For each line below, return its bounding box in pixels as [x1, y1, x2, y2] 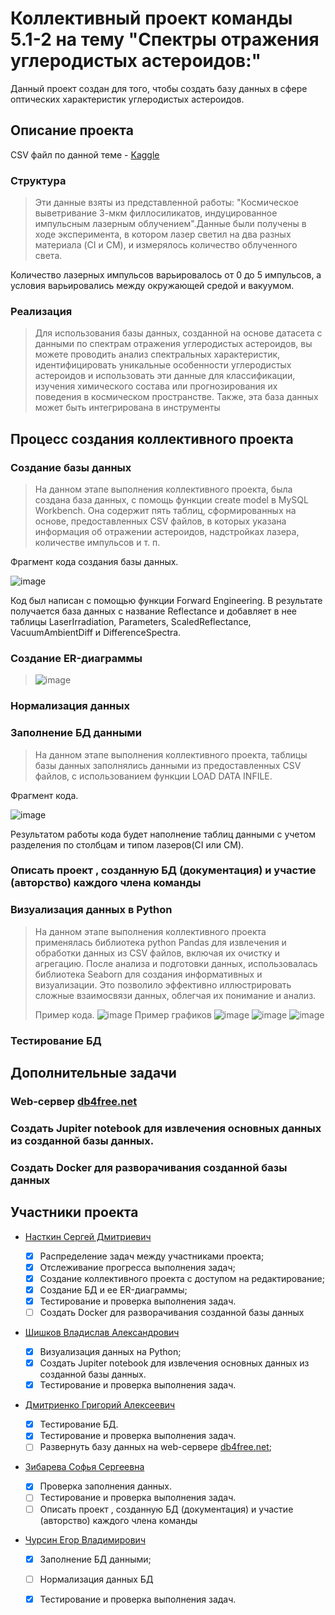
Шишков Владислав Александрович [24, 1327, 180, 1339]
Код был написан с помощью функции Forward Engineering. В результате [10, 595, 323, 607]
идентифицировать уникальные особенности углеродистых [34, 359, 292, 371]
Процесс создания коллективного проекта [10, 430, 294, 447]
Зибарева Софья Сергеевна [24, 1461, 145, 1473]
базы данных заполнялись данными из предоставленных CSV [34, 759, 302, 771]
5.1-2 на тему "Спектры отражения [10, 28, 320, 51]
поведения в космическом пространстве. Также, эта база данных [34, 391, 319, 403]
